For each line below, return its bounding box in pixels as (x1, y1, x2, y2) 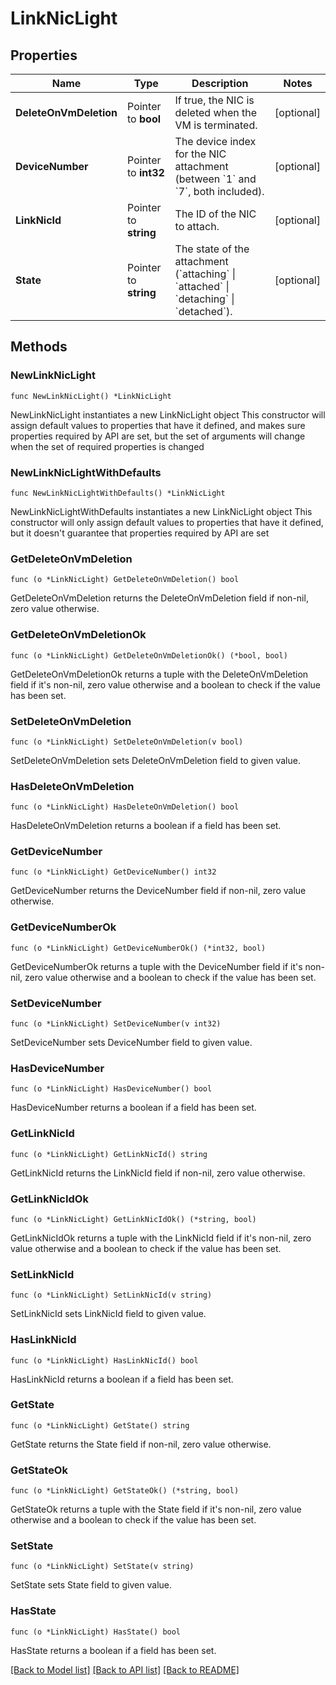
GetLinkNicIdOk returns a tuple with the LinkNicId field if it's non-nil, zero (10, 1232, 312, 1244)
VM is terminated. (174, 118, 258, 132)
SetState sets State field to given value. (10, 1579, 172, 1591)
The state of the (174, 242, 250, 256)
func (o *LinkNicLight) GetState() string (10, 1420, 190, 1431)
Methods (10, 338, 68, 356)
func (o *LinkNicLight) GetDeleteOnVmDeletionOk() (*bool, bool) (10, 650, 288, 661)
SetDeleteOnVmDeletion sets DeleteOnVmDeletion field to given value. (10, 754, 301, 766)
